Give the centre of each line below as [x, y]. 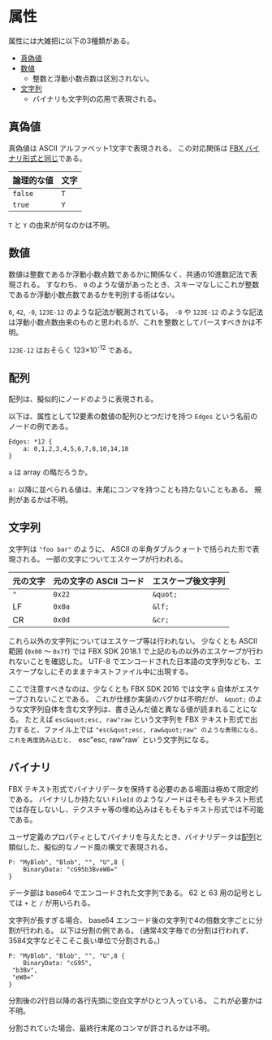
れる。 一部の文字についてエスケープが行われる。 [105, 559]
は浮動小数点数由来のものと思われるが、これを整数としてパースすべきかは [132, 321]
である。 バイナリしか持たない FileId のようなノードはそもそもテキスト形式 [136, 799]
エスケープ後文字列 [189, 581]
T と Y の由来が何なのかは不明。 [61, 225]
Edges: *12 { [30, 442]
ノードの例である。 [41, 426]
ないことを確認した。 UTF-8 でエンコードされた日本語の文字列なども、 [135, 661]
